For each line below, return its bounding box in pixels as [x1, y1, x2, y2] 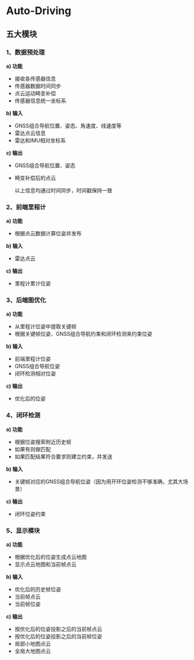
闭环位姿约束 [14, 510, 46, 517]
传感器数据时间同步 [14, 82, 62, 89]
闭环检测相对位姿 [14, 370, 56, 377]
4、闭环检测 [6, 411, 40, 419]
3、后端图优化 [6, 296, 46, 304]
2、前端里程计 [6, 203, 46, 211]
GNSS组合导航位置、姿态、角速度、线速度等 [14, 122, 122, 129]
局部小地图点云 [14, 640, 51, 648]
